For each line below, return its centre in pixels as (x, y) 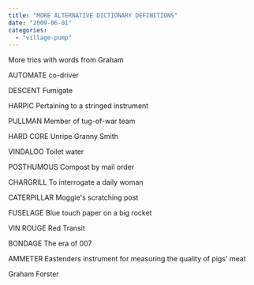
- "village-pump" (44, 37)
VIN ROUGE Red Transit (47, 228)
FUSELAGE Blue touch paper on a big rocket (80, 213)
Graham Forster (34, 274)
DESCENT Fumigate (41, 91)
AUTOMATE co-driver (43, 75)
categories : (28, 30)
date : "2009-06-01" (40, 23)
